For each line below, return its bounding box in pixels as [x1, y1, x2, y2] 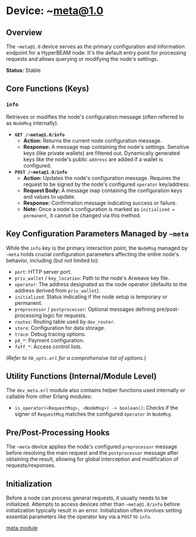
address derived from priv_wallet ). [14, 287, 101, 294]
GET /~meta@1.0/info [14, 132, 65, 138]
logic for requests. [43, 312, 87, 319]
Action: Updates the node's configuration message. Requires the [23, 174, 181, 181]
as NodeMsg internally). [6, 119, 59, 127]
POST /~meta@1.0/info [14, 169, 67, 175]
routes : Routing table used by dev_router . [14, 318, 115, 325]
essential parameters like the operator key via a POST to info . [6, 513, 152, 520]
